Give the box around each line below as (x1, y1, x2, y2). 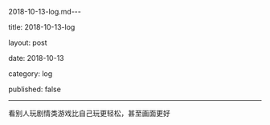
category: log (8, 69, 53, 79)
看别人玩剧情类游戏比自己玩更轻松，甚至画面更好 (8, 108, 170, 118)
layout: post (8, 38, 47, 47)
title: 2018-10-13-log (8, 22, 76, 31)
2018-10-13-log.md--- (8, 7, 82, 16)
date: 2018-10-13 (8, 54, 64, 62)
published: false (8, 84, 62, 94)
